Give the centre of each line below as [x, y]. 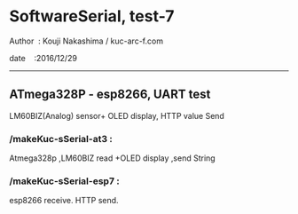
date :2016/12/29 [43, 58]
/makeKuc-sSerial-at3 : [61, 139]
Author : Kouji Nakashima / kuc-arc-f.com [86, 41]
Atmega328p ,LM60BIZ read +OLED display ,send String [112, 158]
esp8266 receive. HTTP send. [64, 201]
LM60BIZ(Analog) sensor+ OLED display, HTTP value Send [117, 115]
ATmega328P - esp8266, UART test [110, 95]
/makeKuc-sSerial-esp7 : [64, 181]
